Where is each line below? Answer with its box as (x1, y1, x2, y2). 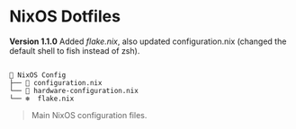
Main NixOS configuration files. (31, 109, 148, 120)
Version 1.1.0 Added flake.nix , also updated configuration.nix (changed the (9, 36, 287, 47)
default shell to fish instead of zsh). (9, 45, 140, 56)
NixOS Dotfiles (9, 6, 121, 27)
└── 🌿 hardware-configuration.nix (9, 86, 139, 95)
